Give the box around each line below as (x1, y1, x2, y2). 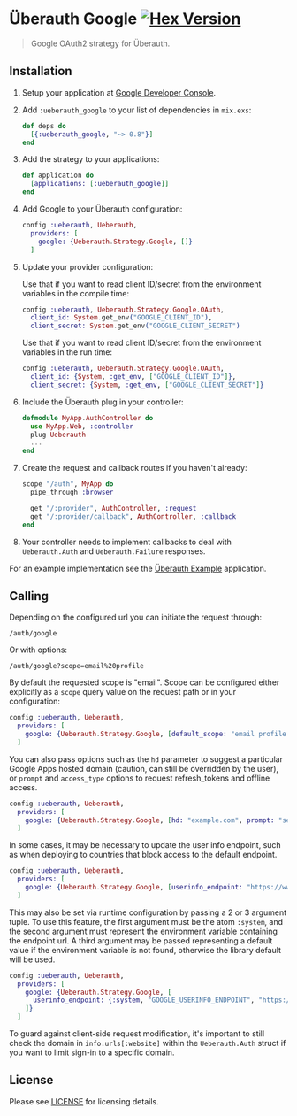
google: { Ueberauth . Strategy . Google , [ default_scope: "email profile (25, 730, 287, 739)
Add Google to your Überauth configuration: (21, 204, 183, 214)
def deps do (21, 121, 66, 130)
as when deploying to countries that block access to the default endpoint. (9, 850, 278, 860)
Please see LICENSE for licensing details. (9, 1096, 159, 1106)
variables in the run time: (21, 347, 113, 358)
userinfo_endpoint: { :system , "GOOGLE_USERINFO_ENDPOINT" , (32, 996, 255, 1004)
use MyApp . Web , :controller (30, 421, 134, 431)
